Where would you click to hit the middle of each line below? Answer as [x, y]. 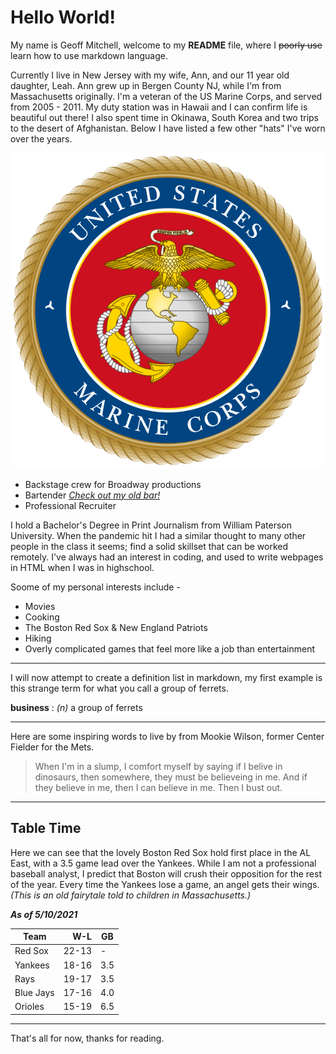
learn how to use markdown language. [89, 55]
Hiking [38, 638]
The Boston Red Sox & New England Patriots [116, 627]
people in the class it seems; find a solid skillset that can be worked [149, 546]
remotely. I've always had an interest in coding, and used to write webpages [167, 557]
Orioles [29, 1007]
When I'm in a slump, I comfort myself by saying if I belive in [158, 766]
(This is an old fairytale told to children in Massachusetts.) [131, 895]
